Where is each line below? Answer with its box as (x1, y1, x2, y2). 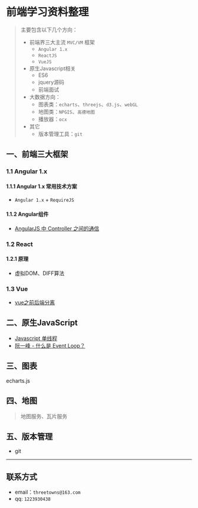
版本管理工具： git (38, 130, 82, 137)
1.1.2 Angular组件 (6, 211, 49, 218)
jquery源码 (38, 78, 65, 86)
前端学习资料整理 (6, 5, 90, 19)
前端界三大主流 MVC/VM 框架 (29, 38, 95, 46)
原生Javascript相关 (29, 64, 76, 72)
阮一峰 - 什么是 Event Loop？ (14, 342, 85, 349)
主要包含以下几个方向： (20, 26, 78, 33)
